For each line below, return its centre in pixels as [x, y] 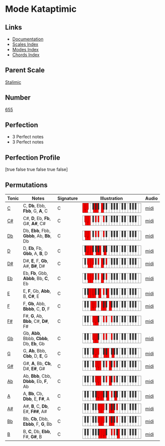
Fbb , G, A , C [35, 211]
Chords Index [26, 55]
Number [18, 98]
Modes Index [25, 50]
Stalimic [13, 82]
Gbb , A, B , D [35, 254]
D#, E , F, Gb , [36, 261]
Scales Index [25, 44]
